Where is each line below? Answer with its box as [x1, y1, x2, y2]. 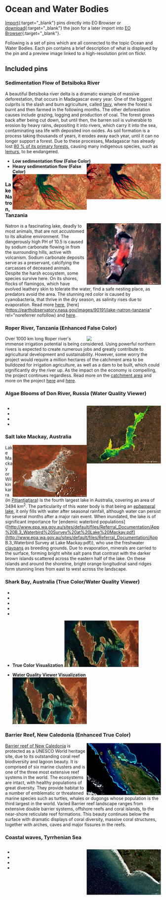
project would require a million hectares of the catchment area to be [5, 357, 144, 363]
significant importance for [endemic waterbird [5, 519, 99, 525]
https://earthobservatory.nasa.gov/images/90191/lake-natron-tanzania [6, 307, 150, 313]
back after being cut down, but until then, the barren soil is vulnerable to [5, 117, 152, 123]
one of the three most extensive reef [5, 769, 80, 775]
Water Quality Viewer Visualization [12, 672, 86, 678]
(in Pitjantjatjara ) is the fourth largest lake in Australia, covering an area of [5, 497, 155, 503]
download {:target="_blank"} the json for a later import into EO [5, 25, 131, 31]
